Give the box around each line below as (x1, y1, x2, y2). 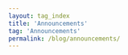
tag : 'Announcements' (8, 27, 81, 35)
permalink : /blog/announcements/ (8, 34, 121, 43)
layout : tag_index (8, 11, 70, 20)
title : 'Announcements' (8, 19, 89, 27)
